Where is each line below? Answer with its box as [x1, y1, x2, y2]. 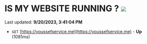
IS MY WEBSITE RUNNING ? [4, 3, 120, 14]
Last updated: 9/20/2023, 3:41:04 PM [4, 19, 83, 25]
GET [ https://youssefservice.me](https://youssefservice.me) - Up [11, 28, 142, 34]
